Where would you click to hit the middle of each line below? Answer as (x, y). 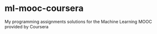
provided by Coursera (27, 26)
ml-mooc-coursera (44, 8)
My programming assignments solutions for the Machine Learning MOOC (78, 22)
